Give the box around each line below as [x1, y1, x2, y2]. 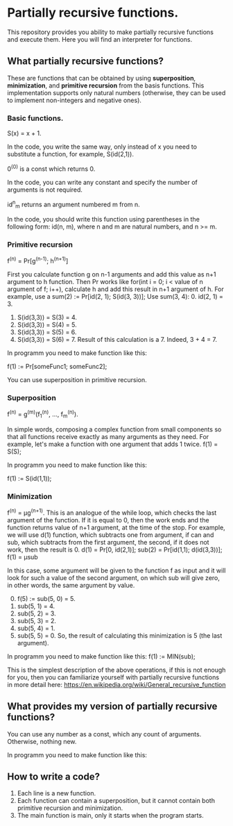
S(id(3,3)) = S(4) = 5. [17, 321, 78, 329]
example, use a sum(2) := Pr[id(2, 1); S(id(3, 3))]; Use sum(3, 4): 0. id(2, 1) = [7, 292, 223, 301]
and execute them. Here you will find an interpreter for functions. [7, 35, 193, 43]
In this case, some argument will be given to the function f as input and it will [7, 566, 226, 575]
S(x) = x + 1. [7, 129, 42, 138]
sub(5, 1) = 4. [17, 602, 55, 610]
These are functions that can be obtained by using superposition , [7, 74, 196, 82]
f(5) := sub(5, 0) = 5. [17, 594, 76, 602]
